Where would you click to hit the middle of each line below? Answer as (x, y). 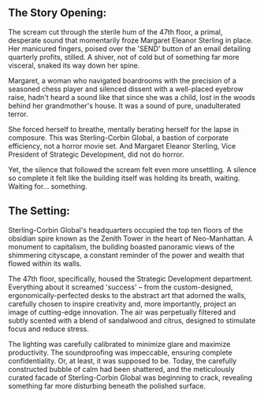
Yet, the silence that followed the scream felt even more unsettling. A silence (132, 169)
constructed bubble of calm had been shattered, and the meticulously (121, 369)
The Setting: (39, 211)
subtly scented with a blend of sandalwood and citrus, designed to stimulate (132, 320)
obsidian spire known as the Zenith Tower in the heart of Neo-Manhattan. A (131, 238)
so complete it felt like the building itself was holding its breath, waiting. (124, 178)
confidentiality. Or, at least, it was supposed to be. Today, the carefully (123, 360)
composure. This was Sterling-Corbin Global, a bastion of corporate (119, 138)
